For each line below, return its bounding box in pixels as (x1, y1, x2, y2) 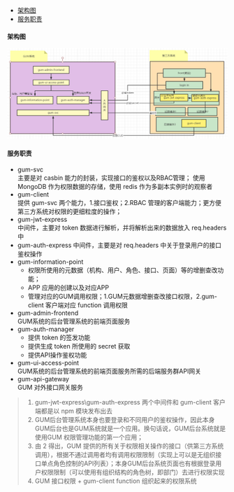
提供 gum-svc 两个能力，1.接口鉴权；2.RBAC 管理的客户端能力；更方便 (17, 198, 222, 206)
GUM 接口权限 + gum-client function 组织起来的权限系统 (34, 477, 197, 485)
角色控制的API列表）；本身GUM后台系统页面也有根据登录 (53, 459, 216, 468)
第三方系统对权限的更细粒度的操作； (17, 207, 122, 216)
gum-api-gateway (17, 374, 70, 383)
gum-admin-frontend (17, 309, 79, 317)
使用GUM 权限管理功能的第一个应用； (34, 433, 144, 441)
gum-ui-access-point (17, 358, 79, 367)
